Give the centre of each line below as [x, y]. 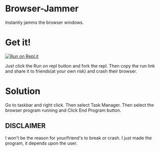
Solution [23, 91]
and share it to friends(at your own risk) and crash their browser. [71, 71]
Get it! [18, 42]
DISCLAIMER [25, 126]
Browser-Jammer [42, 9]
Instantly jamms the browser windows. [44, 22]
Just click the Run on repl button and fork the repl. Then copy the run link [80, 66]
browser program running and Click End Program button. [63, 110]
